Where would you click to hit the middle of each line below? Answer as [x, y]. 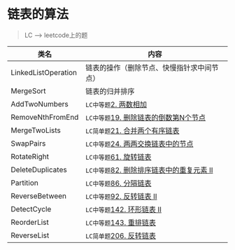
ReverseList [30, 235]
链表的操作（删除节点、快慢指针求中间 [148, 67]
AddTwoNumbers [40, 104]
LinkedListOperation [44, 72]
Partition [24, 183]
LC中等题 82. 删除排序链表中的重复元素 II [149, 170]
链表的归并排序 [110, 91]
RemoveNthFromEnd [45, 117]
